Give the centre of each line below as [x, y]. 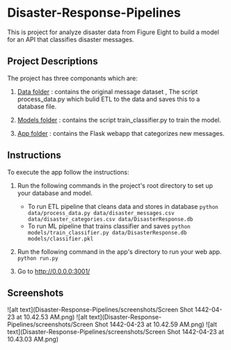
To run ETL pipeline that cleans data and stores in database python [123, 206]
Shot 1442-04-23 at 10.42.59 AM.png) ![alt [156, 324]
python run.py [38, 258]
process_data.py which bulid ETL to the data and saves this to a [109, 99]
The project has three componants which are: [72, 78]
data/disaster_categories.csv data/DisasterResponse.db [110, 219]
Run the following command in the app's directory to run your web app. [119, 251]
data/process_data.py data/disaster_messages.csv [101, 213]
